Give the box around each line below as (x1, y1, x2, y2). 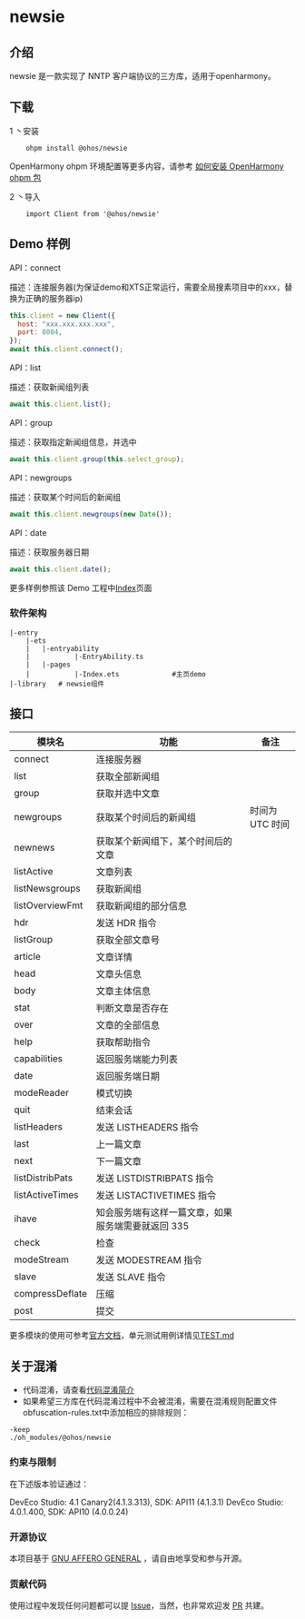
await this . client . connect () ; (9, 345, 124, 354)
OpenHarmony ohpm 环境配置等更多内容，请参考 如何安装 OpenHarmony (9, 161, 284, 172)
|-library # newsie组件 (9, 679, 104, 688)
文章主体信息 (95, 984, 152, 997)
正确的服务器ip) (25, 292, 84, 303)
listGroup (14, 933, 53, 945)
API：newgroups (9, 472, 73, 483)
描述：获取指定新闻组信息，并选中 (9, 436, 137, 447)
